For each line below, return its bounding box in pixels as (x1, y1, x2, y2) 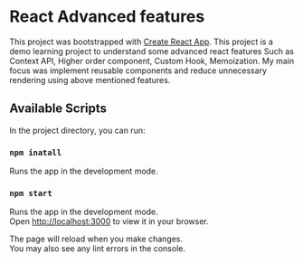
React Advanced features (9, 6, 205, 27)
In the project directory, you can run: (9, 125, 146, 136)
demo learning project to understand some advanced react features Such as (9, 45, 294, 56)
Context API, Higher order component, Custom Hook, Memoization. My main (9, 55, 295, 66)
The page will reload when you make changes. (9, 233, 184, 245)
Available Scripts (9, 101, 107, 117)
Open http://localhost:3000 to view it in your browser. (9, 216, 210, 227)
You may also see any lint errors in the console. (9, 243, 185, 254)
